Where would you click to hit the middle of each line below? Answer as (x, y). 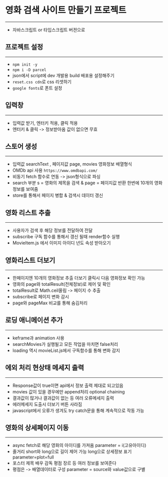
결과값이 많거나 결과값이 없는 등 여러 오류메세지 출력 (63, 398)
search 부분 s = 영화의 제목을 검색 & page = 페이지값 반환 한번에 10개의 (83, 183)
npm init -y (25, 65)
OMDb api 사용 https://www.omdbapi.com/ (55, 170)
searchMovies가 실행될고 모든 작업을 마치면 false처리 (65, 344)
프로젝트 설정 (24, 47)
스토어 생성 (21, 146)
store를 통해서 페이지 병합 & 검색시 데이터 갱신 (58, 195)
